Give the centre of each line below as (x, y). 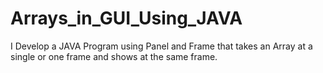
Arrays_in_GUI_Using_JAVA (126, 18)
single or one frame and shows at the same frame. (114, 56)
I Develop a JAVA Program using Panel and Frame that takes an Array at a (161, 46)
